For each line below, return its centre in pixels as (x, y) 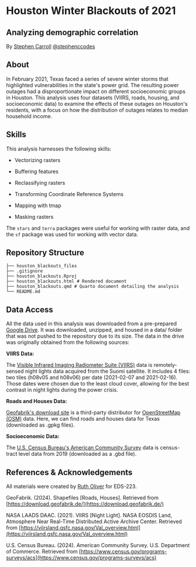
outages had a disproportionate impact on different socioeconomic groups (96, 91)
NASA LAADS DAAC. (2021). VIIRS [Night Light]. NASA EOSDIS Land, (89, 516)
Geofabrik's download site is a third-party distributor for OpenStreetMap (93, 413)
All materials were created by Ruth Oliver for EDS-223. (72, 486)
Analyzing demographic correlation (72, 32)
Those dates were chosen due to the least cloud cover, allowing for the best (97, 384)
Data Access (30, 309)
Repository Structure (45, 253)
